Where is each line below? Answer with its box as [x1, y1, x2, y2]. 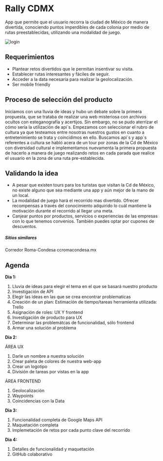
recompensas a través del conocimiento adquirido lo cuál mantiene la [12, 203, 152, 209]
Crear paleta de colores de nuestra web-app [12, 359, 102, 365]
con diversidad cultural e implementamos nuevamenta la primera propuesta [5, 145, 157, 151]
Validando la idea [5, 169, 58, 177]
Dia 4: [5, 437, 18, 442]
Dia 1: [5, 274, 17, 280]
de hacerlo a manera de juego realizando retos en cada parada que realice [5, 150, 155, 156]
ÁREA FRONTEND [5, 378, 41, 384]
